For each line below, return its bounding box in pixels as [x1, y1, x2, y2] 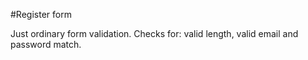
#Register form [10, 9, 72, 20]
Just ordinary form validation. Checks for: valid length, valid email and [10, 28, 299, 39]
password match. [10, 39, 82, 50]
